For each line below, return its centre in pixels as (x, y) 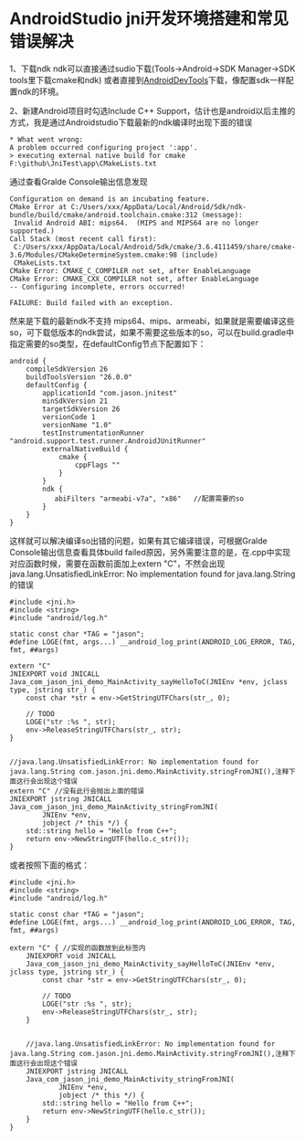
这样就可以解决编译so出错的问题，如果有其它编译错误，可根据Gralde (138, 541)
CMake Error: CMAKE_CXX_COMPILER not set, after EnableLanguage (134, 279)
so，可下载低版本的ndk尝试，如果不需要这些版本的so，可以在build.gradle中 (152, 332)
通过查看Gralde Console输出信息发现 (79, 181)
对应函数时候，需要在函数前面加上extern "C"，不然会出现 (117, 564)
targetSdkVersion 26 (81, 409)
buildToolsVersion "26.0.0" (79, 377)
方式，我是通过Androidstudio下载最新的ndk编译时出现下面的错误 (131, 122)
